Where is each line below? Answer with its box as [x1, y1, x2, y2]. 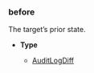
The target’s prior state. [8, 25, 86, 34]
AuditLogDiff [31, 55, 75, 66]
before [8, 6, 35, 18]
